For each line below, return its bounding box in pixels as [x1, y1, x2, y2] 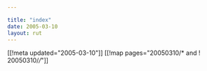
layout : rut [7, 30, 42, 37]
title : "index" [7, 16, 52, 23]
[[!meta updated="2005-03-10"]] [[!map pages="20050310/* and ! [7, 49, 201, 57]
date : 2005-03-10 [7, 22, 58, 30]
